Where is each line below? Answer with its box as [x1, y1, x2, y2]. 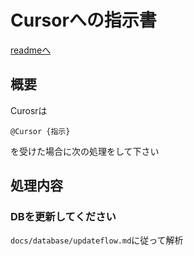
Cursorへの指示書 [10, 9, 157, 32]
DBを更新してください [10, 210, 117, 224]
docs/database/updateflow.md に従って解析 [10, 234, 184, 246]
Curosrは [10, 104, 48, 116]
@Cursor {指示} [10, 126, 71, 136]
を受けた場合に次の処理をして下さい [10, 145, 160, 157]
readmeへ [10, 44, 52, 56]
